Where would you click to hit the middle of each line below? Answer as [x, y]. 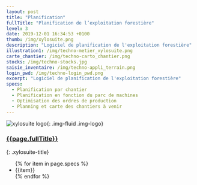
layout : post [23, 12]
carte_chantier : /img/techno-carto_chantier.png [68, 56]
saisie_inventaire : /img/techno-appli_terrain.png [71, 67]
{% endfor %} [32, 176]
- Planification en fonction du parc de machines [75, 95]
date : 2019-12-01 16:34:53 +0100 [48, 34]
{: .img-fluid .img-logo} [75, 123]
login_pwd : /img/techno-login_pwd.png [55, 73]
